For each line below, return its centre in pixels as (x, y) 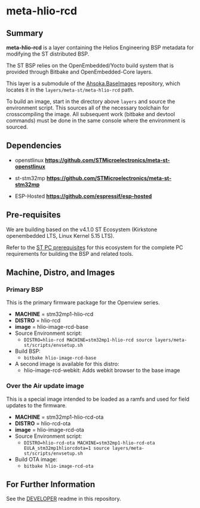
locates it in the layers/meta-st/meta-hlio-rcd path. (70, 90)
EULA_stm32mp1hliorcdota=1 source (67, 448)
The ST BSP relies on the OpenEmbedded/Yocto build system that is (90, 65)
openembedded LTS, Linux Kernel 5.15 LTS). (60, 235)
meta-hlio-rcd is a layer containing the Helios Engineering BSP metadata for (100, 47)
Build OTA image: (36, 459)
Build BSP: (27, 351)
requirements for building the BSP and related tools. (70, 253)
